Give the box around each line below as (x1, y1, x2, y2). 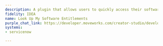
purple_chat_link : (5, 20, 42, 26)
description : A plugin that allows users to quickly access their (5, 7, 142, 12)
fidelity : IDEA (5, 12, 36, 16)
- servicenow (5, 30, 32, 34)
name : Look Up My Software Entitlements (5, 16, 88, 21)
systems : (5, 25, 23, 30)
